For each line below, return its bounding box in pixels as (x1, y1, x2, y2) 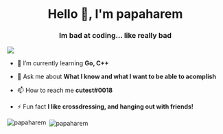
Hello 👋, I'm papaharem (47, 6, 183, 22)
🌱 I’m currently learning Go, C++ (16, 59, 109, 67)
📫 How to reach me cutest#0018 (16, 86, 113, 95)
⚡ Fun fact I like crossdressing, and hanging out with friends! (16, 102, 194, 111)
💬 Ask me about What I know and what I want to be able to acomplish (16, 72, 217, 81)
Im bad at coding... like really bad (59, 31, 172, 41)
